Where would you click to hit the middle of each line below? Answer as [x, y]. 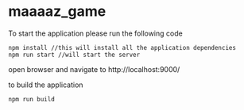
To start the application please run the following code [95, 33]
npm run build [32, 99]
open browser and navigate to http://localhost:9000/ [94, 69]
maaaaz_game [57, 11]
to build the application [46, 85]
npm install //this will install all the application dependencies [122, 47]
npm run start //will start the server [74, 55]
